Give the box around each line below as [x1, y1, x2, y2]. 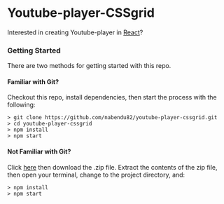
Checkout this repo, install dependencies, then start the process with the [7, 93, 217, 102]
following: [7, 100, 36, 109]
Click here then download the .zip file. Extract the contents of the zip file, [7, 163, 218, 171]
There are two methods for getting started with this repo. [7, 62, 171, 70]
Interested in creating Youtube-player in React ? [7, 28, 143, 36]
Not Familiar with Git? [7, 147, 71, 156]
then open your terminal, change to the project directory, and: [7, 170, 185, 179]
